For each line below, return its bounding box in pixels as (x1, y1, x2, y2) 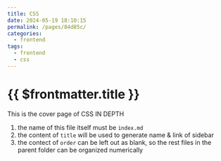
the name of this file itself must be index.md (17, 123, 144, 131)
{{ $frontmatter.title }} (7, 86, 140, 102)
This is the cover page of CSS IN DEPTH (7, 110, 125, 118)
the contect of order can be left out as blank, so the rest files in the (17, 138, 212, 146)
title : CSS (7, 10, 39, 18)
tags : (7, 43, 23, 50)
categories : (7, 30, 42, 37)
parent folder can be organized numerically (17, 146, 143, 154)
